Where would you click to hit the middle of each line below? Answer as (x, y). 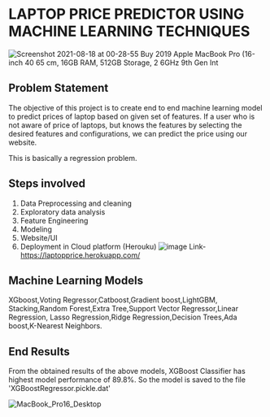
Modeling (36, 229)
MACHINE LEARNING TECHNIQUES (129, 31)
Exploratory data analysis (63, 211)
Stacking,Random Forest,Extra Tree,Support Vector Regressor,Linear (123, 309)
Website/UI (39, 237)
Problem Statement (59, 88)
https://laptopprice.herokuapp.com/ (80, 255)
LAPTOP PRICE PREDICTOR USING (126, 14)
